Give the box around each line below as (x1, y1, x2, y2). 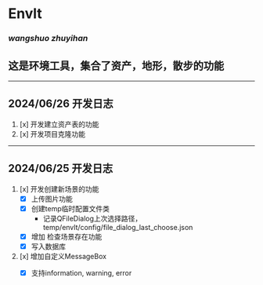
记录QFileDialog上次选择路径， (42, 214, 142, 223)
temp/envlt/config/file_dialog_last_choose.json (42, 222, 193, 232)
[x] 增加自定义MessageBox (19, 251, 107, 261)
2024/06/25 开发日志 (8, 162, 113, 175)
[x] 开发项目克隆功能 (19, 129, 86, 138)
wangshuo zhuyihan (8, 33, 88, 44)
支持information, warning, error (31, 268, 132, 277)
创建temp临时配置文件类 (31, 203, 110, 213)
